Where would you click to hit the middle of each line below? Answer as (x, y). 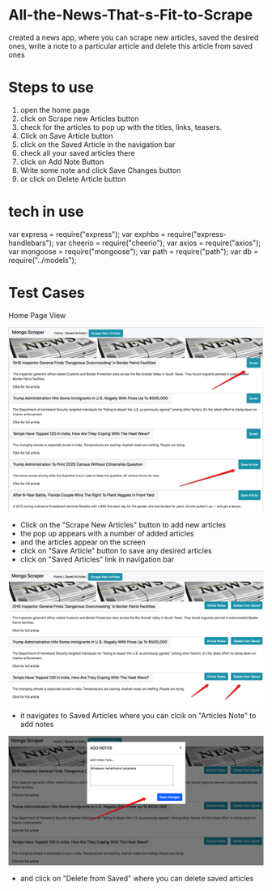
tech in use (46, 212)
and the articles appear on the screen (83, 542)
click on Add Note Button (62, 161)
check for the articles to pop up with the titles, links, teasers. (121, 127)
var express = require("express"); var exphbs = (87, 234)
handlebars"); (31, 243)
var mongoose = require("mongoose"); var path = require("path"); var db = (134, 251)
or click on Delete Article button (73, 179)
